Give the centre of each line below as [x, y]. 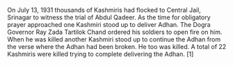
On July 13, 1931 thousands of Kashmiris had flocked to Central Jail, [104, 10]
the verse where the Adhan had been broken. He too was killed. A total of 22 [117, 47]
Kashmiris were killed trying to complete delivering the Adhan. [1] [101, 54]
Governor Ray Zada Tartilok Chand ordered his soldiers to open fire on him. [115, 32]
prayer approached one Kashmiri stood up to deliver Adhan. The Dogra [109, 25]
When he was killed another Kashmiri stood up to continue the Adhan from [114, 39]
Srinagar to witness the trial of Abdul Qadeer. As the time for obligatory [109, 17]
